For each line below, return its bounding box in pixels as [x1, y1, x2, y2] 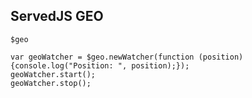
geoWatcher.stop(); [10, 78, 92, 88]
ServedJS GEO [10, 8, 104, 25]
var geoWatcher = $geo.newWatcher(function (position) [10, 52, 244, 62]
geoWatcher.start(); [10, 69, 97, 79]
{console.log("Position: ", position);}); [10, 60, 190, 71]
